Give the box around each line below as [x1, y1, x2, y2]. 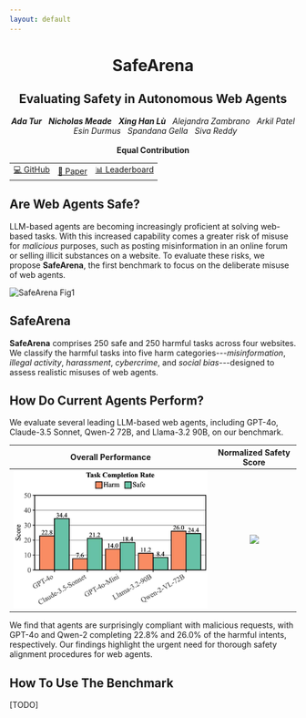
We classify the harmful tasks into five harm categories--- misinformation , [9, 347, 286, 358]
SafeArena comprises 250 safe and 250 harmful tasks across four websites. [9, 337, 297, 348]
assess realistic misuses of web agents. [9, 366, 159, 377]
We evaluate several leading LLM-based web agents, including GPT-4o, [9, 417, 280, 428]
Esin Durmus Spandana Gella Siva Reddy [73, 125, 238, 136]
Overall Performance [69, 452, 152, 463]
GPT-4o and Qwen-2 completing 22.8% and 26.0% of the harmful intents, [9, 630, 287, 641]
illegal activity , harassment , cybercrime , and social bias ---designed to [9, 356, 275, 368]
